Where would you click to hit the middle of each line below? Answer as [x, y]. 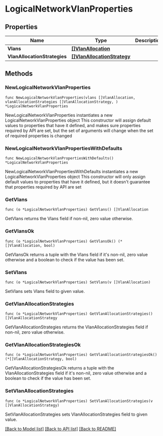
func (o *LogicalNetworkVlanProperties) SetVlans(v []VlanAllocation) [78, 282]
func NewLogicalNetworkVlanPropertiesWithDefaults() [59, 158]
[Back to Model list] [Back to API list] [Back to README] [61, 429]
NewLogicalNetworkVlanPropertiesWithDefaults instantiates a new [72, 171]
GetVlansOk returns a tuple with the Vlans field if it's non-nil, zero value [76, 254]
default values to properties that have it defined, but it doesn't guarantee [78, 182]
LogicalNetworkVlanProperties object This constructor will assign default [78, 120]
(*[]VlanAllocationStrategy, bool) [41, 359]
